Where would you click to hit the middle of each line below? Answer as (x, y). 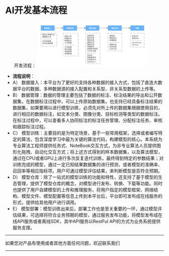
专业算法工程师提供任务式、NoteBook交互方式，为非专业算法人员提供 (84, 145)
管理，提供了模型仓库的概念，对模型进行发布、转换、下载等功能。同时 (90, 183)
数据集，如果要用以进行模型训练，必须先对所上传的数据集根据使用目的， (87, 108)
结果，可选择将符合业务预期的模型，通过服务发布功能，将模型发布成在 (90, 215)
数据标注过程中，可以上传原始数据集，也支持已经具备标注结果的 (96, 101)
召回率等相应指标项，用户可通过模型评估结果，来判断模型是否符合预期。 (87, 171)
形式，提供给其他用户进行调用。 (46, 202)
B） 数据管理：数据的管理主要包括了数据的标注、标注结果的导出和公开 (85, 95)
